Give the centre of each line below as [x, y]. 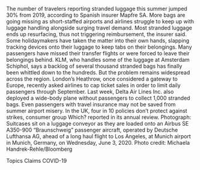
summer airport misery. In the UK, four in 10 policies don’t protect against [97, 111]
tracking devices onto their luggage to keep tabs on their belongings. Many [99, 47]
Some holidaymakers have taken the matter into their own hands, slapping [98, 41]
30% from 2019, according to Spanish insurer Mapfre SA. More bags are [96, 15]
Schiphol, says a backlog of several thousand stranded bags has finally [94, 66]
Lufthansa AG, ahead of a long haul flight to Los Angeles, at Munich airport [98, 136]
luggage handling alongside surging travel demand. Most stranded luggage [99, 28]
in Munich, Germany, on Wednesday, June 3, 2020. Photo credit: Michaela [98, 143]
